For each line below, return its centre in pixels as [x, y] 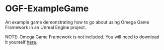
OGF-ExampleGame [47, 9]
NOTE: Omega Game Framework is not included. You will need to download [82, 37]
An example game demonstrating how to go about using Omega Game [77, 22]
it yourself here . [21, 42]
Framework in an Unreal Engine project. [45, 27]
